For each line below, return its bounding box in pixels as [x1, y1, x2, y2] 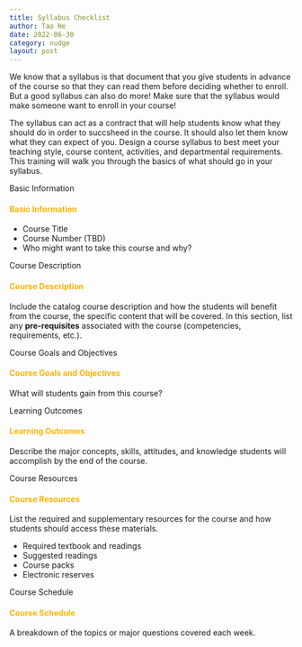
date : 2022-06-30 [9, 30, 75, 39]
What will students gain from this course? [9, 387, 164, 398]
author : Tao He [9, 22, 67, 31]
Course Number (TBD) [22, 233, 106, 244]
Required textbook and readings [22, 541, 142, 551]
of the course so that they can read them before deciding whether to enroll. [9, 81, 289, 92]
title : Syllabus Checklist [9, 13, 111, 23]
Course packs [22, 560, 75, 570]
